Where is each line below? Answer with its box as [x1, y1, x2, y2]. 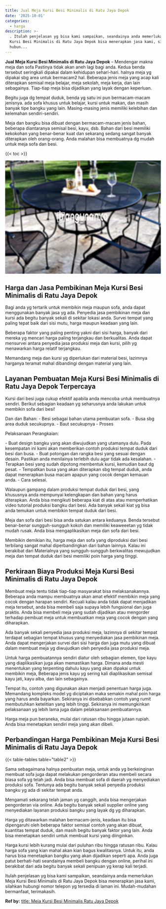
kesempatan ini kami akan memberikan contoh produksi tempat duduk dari [5, 445, 157, 451]
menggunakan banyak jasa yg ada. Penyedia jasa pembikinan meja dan [5, 310, 150, 316]
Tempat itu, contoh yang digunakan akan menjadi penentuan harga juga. [5, 685, 153, 691]
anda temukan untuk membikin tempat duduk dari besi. [5, 507, 118, 513]
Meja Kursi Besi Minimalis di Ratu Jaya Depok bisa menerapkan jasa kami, [5, 878, 156, 884]
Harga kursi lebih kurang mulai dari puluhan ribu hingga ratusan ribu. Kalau [5, 842, 158, 848]
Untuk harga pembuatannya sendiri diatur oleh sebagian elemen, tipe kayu [5, 655, 157, 661]
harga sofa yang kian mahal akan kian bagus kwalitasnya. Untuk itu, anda [5, 847, 155, 853]
